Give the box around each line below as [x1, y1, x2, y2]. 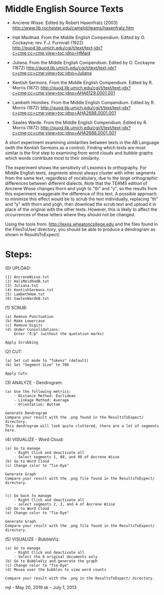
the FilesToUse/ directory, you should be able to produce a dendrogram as [5, 226, 156, 232]
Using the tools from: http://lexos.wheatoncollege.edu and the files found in [5, 221, 158, 227]
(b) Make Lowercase [5, 318, 45, 323]
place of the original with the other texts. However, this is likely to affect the [5, 206, 158, 212]
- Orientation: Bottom [14, 402, 60, 407]
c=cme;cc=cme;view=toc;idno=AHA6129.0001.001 [12, 90, 115, 96]
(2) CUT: [5, 348, 23, 354]
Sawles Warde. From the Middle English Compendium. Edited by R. [12, 119, 148, 125]
